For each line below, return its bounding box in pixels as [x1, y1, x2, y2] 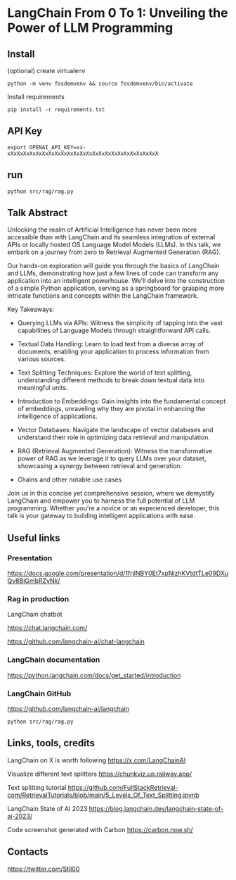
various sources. [17, 355, 66, 363]
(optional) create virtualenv [7, 67, 86, 75]
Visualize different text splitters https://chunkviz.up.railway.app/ [7, 769, 192, 778]
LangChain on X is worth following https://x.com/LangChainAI [7, 755, 186, 765]
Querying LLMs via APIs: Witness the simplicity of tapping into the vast [17, 319, 223, 327]
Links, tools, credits [7, 737, 96, 749]
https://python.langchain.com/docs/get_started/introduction [7, 671, 181, 679]
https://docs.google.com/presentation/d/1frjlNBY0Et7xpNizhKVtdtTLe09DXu [7, 569, 229, 578]
